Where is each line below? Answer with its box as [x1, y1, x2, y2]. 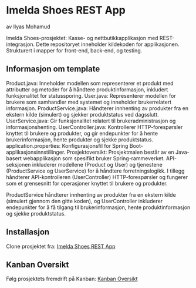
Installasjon [6, 227, 50, 237]
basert [6, 154, 22, 162]
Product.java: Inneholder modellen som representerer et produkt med [6, 80, 174, 87]
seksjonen [6, 161, 31, 168]
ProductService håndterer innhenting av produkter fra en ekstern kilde [6, 191, 176, 198]
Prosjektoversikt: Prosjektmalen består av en [66, 148, 174, 155]
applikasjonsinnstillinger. [6, 148, 66, 155]
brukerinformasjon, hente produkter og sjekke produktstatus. [6, 136, 154, 143]
